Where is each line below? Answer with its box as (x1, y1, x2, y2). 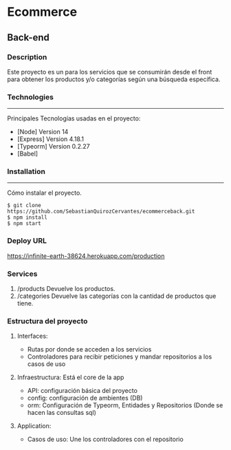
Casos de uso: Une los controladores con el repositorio (27, 435, 184, 444)
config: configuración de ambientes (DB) (27, 394, 143, 403)
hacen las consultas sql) (27, 409, 96, 417)
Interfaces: (16, 332, 48, 341)
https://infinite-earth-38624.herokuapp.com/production (7, 252, 165, 260)
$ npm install (7, 214, 48, 221)
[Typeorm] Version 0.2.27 (16, 142, 91, 151)
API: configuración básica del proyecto (27, 387, 137, 395)
